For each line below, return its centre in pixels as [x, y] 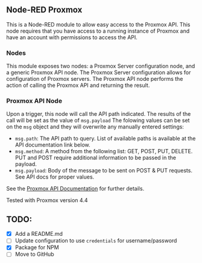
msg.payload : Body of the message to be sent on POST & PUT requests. [104, 171]
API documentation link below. [52, 145]
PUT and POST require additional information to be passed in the [96, 158]
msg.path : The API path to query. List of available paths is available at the [105, 139]
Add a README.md [39, 234]
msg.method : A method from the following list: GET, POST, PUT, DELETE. [104, 151]
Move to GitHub [34, 254]
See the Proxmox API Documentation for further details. [75, 189]
